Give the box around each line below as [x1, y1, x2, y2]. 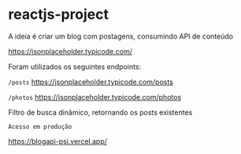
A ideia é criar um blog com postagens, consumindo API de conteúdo [8, 31, 234, 41]
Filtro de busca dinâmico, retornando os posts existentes [8, 108, 193, 117]
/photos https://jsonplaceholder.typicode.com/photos [8, 92, 182, 101]
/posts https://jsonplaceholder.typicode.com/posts [8, 77, 173, 86]
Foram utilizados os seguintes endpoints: [8, 61, 142, 71]
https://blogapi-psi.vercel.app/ [8, 136, 108, 146]
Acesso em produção [8, 123, 72, 130]
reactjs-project [8, 5, 109, 24]
